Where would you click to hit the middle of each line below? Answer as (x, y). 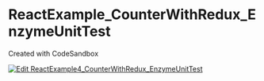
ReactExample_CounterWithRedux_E (132, 15)
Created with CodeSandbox (54, 53)
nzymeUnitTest (59, 31)
